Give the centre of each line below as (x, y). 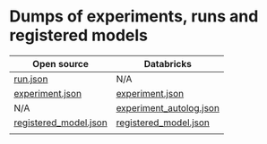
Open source (61, 64)
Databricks (168, 64)
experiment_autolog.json (168, 107)
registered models (79, 35)
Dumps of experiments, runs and (134, 17)
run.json (31, 79)
